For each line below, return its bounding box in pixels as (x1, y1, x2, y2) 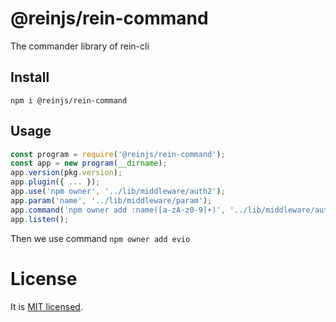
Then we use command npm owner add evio (10, 232, 191, 244)
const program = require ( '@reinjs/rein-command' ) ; (10, 149, 226, 159)
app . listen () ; (10, 214, 70, 224)
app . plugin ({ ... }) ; (10, 177, 101, 187)
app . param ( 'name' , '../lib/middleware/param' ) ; (10, 195, 213, 206)
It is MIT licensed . (10, 300, 83, 312)
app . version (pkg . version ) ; (10, 168, 123, 178)
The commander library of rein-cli (10, 40, 150, 52)
